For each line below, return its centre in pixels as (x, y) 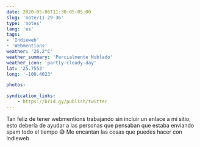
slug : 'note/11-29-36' (35, 18)
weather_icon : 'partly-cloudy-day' (52, 63)
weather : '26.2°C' (30, 52)
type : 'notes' (24, 23)
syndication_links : (31, 96)
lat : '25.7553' (26, 68)
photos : (16, 85)
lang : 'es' (20, 29)
